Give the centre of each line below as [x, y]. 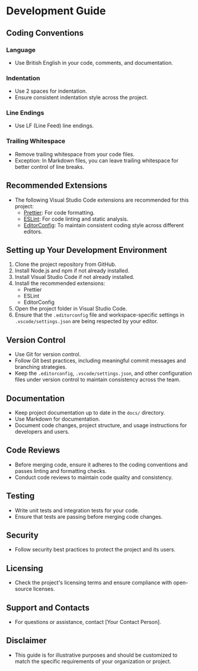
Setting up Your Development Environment [87, 250]
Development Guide [56, 11]
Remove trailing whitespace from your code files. [75, 154]
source [23, 589]
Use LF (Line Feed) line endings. [54, 126]
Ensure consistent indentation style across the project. [81, 98]
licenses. [44, 589]
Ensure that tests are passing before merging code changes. [89, 516]
